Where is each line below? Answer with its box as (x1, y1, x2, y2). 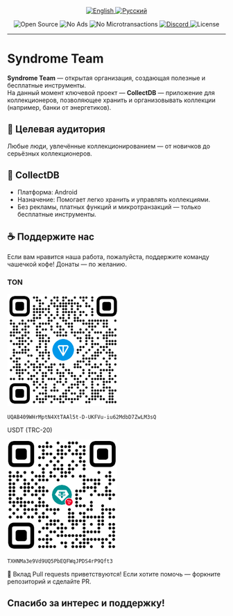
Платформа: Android (17, 188, 78, 196)
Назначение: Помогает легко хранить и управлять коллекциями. (17, 195, 211, 203)
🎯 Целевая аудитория (7, 124, 105, 135)
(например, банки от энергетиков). (7, 103, 112, 111)
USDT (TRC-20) (7, 426, 53, 434)
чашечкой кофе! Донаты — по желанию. (7, 260, 127, 269)
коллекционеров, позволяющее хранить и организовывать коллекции (7, 96, 216, 104)
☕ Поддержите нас (7, 231, 95, 242)
